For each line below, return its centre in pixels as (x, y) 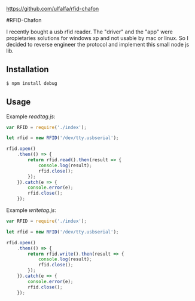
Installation (28, 70)
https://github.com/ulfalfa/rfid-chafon (53, 9)
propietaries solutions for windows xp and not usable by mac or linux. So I (97, 38)
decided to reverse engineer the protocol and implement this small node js (98, 44)
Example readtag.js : (31, 116)
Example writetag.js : (31, 210)
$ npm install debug (32, 83)
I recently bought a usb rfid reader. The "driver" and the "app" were (90, 32)
